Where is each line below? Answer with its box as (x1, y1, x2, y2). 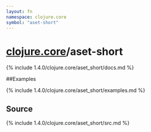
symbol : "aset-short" (6, 19, 59, 25)
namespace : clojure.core (6, 14, 67, 20)
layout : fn (6, 8, 33, 15)
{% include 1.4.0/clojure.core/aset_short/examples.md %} (6, 87, 146, 94)
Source (6, 104, 33, 114)
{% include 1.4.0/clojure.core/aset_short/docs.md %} (6, 64, 135, 71)
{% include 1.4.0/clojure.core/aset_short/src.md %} (6, 120, 130, 127)
